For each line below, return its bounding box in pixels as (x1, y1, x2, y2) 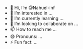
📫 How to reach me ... (10, 26, 57, 32)
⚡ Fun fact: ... (10, 39, 38, 45)
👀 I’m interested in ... (10, 10, 53, 16)
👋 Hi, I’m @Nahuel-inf (10, 5, 55, 10)
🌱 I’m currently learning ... (10, 15, 64, 21)
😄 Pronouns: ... (10, 33, 43, 39)
